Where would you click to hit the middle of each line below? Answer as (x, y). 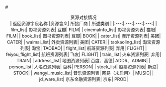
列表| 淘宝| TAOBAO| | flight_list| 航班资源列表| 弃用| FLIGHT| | (83, 48)
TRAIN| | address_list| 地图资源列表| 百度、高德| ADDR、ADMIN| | (83, 61)
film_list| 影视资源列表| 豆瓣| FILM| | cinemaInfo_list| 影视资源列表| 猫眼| (83, 30)
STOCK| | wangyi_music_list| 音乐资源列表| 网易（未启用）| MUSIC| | (83, 73)
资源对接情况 (83, 17)
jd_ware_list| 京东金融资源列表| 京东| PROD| (83, 79)
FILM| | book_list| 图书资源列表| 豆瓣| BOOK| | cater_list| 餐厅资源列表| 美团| (83, 36)
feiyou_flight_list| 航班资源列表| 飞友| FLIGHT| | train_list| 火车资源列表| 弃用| (83, 54)
